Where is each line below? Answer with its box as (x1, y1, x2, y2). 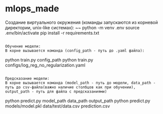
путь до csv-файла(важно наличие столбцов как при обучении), (5, 85, 136, 90)
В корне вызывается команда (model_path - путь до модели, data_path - (5, 80, 156, 85)
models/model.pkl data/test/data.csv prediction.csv (5, 103, 110, 109)
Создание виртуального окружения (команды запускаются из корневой (5, 19, 158, 25)
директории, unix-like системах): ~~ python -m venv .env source (5, 24, 140, 30)
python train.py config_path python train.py (5, 57, 93, 62)
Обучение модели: (5, 44, 41, 49)
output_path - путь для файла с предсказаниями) (5, 89, 107, 94)
